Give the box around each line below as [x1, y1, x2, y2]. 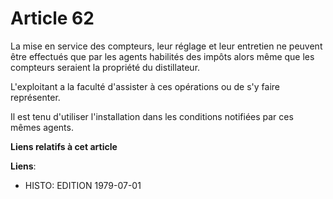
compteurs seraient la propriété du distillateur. [10, 61, 201, 73]
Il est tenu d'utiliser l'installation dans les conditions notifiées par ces [10, 110, 294, 122]
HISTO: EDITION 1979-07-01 [24, 179, 142, 191]
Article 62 [10, 7, 95, 30]
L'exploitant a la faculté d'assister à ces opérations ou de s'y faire [10, 80, 281, 92]
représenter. [10, 91, 61, 103]
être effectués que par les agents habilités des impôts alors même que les [10, 50, 315, 62]
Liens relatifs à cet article [10, 140, 118, 152]
